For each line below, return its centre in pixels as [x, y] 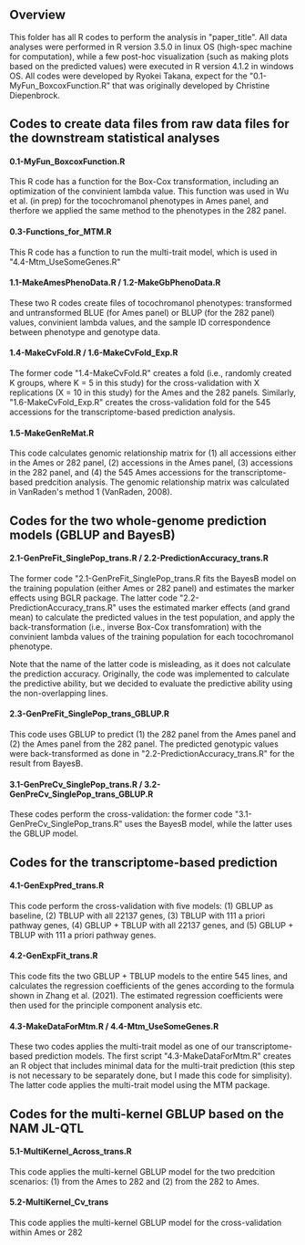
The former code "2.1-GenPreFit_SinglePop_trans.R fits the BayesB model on [153, 578]
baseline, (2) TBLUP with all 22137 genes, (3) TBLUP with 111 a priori [137, 915]
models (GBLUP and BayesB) [92, 534]
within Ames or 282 [46, 1232]
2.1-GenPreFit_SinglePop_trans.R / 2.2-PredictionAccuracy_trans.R [139, 558]
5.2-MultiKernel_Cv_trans [59, 1202]
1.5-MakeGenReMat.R [52, 433]
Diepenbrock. [35, 95]
